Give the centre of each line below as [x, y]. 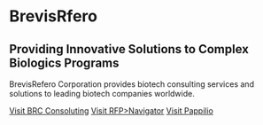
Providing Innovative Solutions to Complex [129, 49]
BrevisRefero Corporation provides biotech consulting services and [132, 84]
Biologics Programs [64, 62]
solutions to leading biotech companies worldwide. [102, 94]
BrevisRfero [53, 16]
